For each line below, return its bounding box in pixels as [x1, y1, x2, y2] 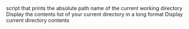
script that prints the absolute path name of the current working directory [6, 5, 183, 11]
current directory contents [6, 17, 70, 23]
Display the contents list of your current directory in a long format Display [6, 11, 183, 18]
